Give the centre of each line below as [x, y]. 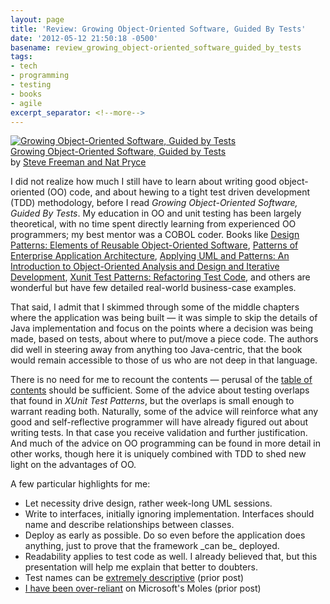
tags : [21, 57]
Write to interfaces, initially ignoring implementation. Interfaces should [169, 514]
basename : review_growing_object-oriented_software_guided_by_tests [156, 47]
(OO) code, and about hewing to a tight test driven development [178, 192]
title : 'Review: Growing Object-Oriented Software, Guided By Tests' [158, 29]
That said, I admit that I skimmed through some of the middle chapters [155, 307]
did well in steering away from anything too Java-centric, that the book [156, 350]
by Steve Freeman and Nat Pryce [78, 162]
